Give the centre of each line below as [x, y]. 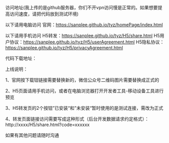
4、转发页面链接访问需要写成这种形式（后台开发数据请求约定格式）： [77, 119]
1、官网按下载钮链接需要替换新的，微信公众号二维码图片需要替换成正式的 [82, 80]
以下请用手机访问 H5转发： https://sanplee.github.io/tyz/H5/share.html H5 [82, 35]
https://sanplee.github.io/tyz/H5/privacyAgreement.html [64, 48]
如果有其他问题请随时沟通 [32, 135]
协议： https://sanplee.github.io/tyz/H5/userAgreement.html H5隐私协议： [87, 42]
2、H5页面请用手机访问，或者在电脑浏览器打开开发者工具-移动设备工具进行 [84, 91]
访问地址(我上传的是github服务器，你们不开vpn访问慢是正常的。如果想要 [82, 7]
